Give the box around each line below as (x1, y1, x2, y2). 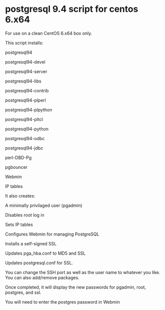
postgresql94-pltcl (5, 116, 43, 122)
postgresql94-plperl (5, 97, 46, 103)
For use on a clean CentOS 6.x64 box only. (5, 30, 92, 36)
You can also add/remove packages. (5, 274, 80, 280)
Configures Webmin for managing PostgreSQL (5, 231, 100, 237)
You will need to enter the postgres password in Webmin (5, 299, 120, 305)
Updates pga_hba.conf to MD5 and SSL (5, 250, 86, 256)
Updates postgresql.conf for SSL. (5, 260, 73, 266)
